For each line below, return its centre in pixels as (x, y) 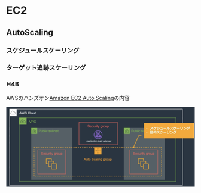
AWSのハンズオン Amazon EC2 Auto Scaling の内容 (68, 98)
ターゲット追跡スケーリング (46, 68)
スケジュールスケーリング (43, 50)
